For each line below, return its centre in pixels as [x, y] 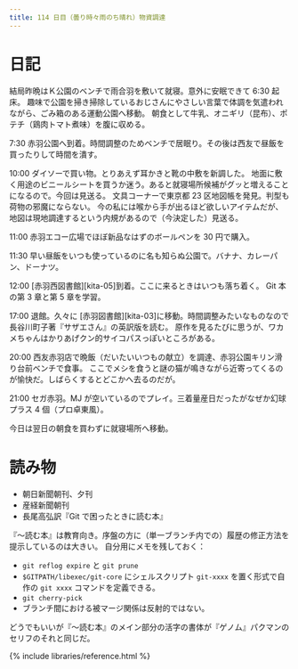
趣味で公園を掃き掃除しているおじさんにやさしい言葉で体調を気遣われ [155, 102]
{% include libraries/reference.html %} [80, 656]
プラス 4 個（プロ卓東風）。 [59, 409]
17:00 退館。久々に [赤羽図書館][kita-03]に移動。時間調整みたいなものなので [149, 315]
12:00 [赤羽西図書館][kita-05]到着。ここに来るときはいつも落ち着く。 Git [143, 285]
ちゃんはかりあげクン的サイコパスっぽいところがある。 [118, 338]
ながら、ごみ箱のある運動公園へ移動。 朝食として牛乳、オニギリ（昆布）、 [145, 113]
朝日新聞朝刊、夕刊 [57, 494]
